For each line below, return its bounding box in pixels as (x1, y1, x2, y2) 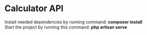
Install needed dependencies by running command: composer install (4, 19, 143, 25)
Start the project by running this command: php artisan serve (4, 24, 128, 30)
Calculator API (4, 3, 64, 14)
